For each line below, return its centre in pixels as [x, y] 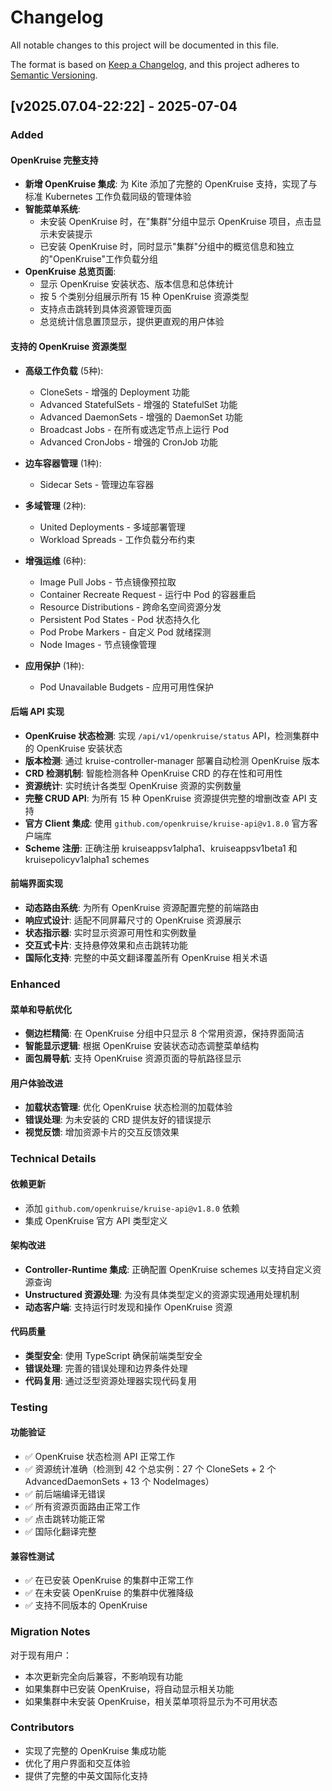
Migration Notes [50, 1632]
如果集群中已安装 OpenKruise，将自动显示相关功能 [129, 1688]
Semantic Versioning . [54, 75]
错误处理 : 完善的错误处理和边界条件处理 [106, 1368]
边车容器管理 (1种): [63, 463]
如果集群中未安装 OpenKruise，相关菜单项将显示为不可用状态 [151, 1701]
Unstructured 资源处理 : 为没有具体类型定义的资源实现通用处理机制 [162, 1294]
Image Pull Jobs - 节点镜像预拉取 [108, 582]
